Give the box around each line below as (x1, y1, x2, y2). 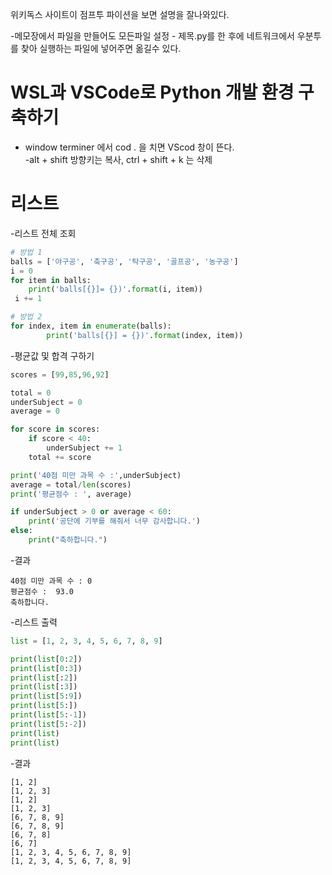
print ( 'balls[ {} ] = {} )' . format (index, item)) (46, 330, 244, 340)
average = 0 (10, 406, 60, 417)
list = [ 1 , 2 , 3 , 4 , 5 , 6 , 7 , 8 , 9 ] (10, 636, 163, 646)
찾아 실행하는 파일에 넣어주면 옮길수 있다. (20, 43, 182, 54)
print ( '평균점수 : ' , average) (10, 489, 133, 499)
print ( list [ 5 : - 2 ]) (10, 719, 87, 729)
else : (10, 526, 33, 536)
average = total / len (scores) (10, 479, 132, 490)
